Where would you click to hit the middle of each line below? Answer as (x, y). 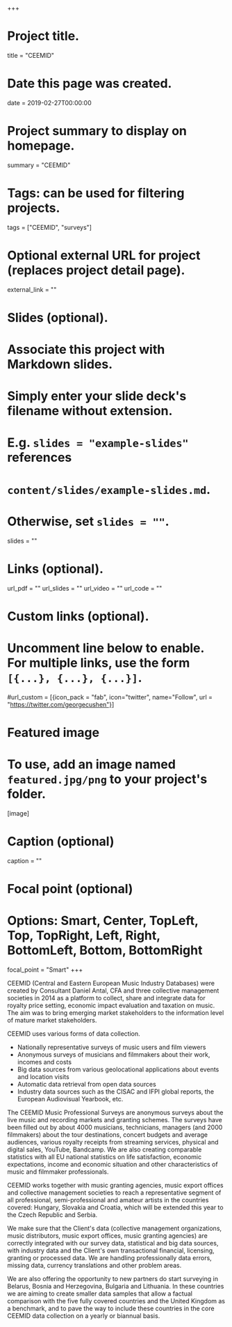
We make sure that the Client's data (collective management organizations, (115, 1228)
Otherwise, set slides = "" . (88, 521)
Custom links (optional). (78, 616)
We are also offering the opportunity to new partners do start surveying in (113, 1278)
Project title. (43, 36)
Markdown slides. (60, 365)
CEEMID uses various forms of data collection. (74, 1033)
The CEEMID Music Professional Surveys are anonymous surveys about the (115, 1112)
